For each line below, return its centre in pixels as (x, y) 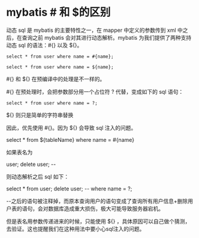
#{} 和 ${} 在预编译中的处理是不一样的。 (56, 79)
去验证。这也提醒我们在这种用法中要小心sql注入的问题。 (76, 228)
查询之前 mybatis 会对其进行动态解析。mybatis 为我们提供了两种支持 (107, 37)
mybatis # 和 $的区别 (58, 12)
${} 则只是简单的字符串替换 (40, 115)
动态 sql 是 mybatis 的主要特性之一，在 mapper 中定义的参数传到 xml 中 (94, 30)
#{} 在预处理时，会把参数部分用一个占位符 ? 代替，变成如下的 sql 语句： (95, 91)
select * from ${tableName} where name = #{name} (70, 139)
